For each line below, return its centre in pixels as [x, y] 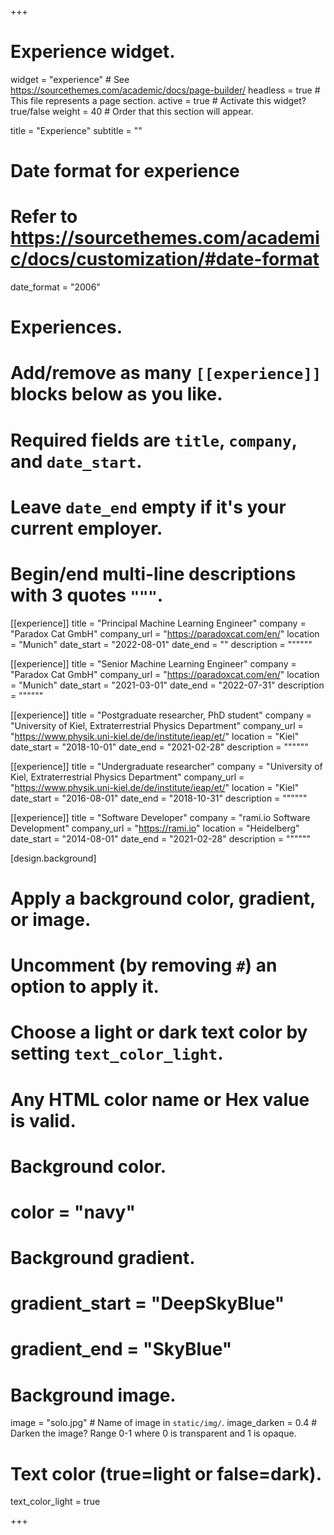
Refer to [44, 217]
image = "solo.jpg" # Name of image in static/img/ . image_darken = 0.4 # [164, 1423]
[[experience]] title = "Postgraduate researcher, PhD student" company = [161, 715]
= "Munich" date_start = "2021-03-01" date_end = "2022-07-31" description [167, 685]
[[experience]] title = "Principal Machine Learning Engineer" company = [158, 623]
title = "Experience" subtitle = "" [76, 130]
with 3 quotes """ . [87, 595]
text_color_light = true [55, 1502]
